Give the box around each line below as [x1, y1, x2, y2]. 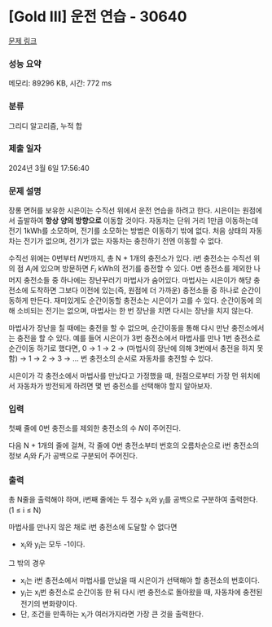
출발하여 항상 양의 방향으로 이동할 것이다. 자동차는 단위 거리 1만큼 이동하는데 [16, 216, 259, 226]
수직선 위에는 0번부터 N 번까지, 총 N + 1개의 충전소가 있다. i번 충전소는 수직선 [8, 253, 252, 263]
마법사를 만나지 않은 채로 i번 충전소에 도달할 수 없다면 [8, 522, 178, 532]
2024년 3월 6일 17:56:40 [8, 163, 90, 173]
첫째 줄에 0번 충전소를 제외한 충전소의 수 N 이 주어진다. [8, 423, 182, 433]
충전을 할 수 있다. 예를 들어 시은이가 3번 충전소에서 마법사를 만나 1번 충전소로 [16, 333, 261, 343]
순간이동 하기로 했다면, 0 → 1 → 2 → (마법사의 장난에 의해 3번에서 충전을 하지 [8, 343, 255, 353]
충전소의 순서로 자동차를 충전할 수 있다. [89, 353, 213, 363]
